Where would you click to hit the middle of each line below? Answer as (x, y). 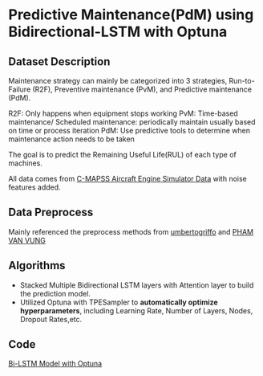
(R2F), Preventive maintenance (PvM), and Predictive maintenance (142, 89)
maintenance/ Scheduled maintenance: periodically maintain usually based (132, 122)
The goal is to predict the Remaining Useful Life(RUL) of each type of (122, 155)
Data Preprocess (51, 213)
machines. (25, 163)
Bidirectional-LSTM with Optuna (118, 32)
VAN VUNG (27, 240)
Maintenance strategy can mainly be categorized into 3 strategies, (118, 81)
